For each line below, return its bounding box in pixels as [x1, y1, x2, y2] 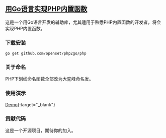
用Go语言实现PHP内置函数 [5, 5, 88, 14]
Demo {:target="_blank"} [5, 101, 55, 107]
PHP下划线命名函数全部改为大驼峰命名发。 [5, 76, 94, 82]
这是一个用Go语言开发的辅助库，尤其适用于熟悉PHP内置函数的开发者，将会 [5, 19, 161, 25]
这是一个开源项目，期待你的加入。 [5, 127, 76, 133]
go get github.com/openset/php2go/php [5, 51, 87, 56]
